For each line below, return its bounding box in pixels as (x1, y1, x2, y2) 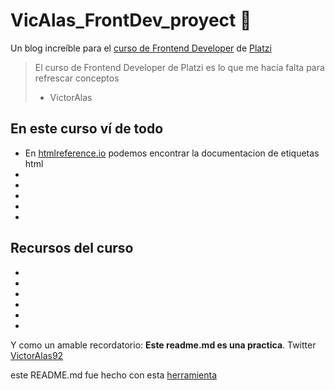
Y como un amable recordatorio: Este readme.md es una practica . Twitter (10, 339, 317, 351)
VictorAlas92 (10, 349, 64, 361)
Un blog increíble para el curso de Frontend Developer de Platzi (10, 42, 272, 54)
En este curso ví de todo (10, 120, 164, 138)
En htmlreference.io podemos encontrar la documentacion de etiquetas (24, 147, 320, 159)
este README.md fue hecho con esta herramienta (10, 369, 218, 381)
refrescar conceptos (34, 72, 120, 84)
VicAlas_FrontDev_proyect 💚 (10, 9, 252, 32)
